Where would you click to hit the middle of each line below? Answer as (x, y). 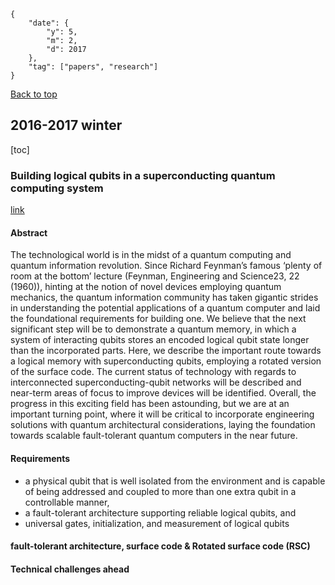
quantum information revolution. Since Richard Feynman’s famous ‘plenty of (166, 266)
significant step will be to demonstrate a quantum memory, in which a (153, 329)
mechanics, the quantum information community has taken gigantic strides (164, 297)
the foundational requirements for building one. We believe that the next (158, 319)
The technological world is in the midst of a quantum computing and (151, 255)
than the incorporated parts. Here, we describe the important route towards (166, 351)
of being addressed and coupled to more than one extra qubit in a (160, 491)
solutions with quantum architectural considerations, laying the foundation (163, 425)
